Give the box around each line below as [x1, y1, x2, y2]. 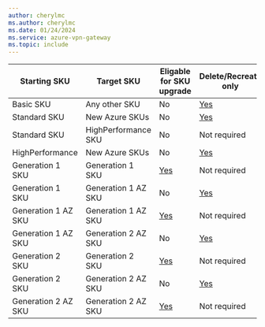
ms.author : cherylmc [8, 19, 77, 27]
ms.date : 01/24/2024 [8, 26, 77, 34]
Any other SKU [85, 99, 140, 110]
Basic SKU [12, 99, 51, 110]
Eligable [159, 66, 191, 77]
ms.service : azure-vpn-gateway [8, 33, 111, 42]
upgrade [159, 86, 192, 97]
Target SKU [96, 76, 140, 87]
